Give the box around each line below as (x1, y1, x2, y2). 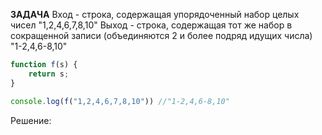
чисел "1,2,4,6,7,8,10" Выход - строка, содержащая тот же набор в (10, 19, 293, 31)
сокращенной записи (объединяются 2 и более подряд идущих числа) (10, 30, 313, 41)
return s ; (28, 69, 70, 79)
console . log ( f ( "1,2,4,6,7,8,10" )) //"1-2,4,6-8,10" (10, 96, 230, 106)
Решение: (10, 114, 52, 126)
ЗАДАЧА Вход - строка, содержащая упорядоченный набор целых (10, 9, 300, 20)
